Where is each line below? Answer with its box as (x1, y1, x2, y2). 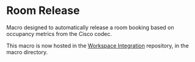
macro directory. (6, 48, 48, 55)
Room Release (6, 4, 80, 18)
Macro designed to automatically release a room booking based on (6, 24, 175, 31)
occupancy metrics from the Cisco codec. (6, 30, 112, 37)
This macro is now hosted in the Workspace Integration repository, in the (6, 42, 189, 49)
